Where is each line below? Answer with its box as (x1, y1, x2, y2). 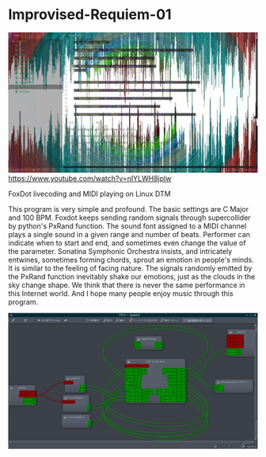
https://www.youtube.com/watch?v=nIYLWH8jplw (8, 174, 172, 183)
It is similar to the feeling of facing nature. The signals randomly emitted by (8, 263, 253, 273)
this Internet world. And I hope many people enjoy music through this (8, 289, 234, 298)
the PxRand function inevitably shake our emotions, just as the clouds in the (8, 272, 256, 282)
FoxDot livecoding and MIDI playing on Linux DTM (8, 189, 172, 199)
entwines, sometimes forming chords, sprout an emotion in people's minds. (8, 255, 255, 265)
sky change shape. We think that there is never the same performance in (8, 280, 245, 290)
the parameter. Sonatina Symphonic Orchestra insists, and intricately (8, 247, 233, 256)
